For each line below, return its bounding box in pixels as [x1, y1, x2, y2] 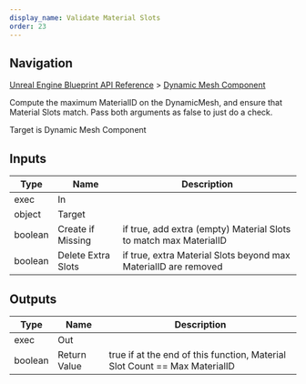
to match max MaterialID [122, 234, 228, 247]
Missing [57, 234, 92, 247]
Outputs [9, 291, 57, 307]
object [14, 208, 41, 221]
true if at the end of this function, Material [108, 348, 287, 360]
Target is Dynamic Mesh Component [9, 125, 148, 136]
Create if [57, 223, 96, 236]
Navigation [9, 56, 73, 71]
